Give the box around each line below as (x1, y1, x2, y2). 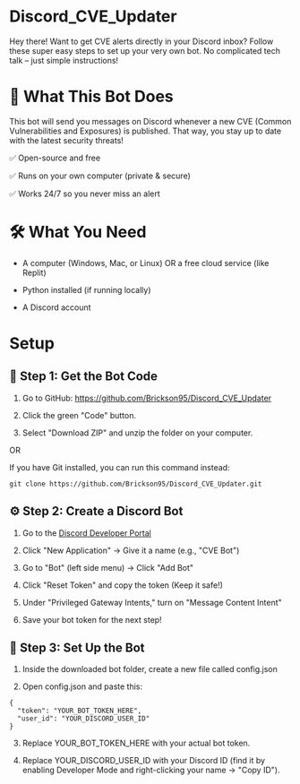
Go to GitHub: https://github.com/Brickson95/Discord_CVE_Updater (21, 392, 271, 403)
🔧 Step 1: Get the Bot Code (9, 369, 159, 384)
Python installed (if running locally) (21, 284, 151, 295)
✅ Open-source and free (9, 152, 101, 163)
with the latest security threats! (9, 134, 124, 145)
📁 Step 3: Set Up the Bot (9, 641, 145, 656)
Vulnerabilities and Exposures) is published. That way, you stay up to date (9, 125, 282, 136)
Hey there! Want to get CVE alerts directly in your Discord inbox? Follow (9, 36, 274, 47)
